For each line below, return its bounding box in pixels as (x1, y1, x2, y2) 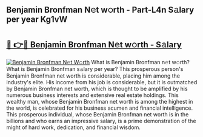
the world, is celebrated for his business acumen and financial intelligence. (6, 104, 193, 112)
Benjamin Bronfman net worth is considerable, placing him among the (6, 72, 181, 79)
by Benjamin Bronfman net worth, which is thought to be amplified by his (6, 85, 188, 92)
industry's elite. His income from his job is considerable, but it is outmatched (6, 79, 198, 85)
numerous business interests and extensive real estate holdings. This (6, 92, 179, 99)
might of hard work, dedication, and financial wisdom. (6, 124, 141, 131)
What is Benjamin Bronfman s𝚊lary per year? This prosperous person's (6, 65, 184, 72)
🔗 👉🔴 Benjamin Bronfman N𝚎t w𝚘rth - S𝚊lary (6, 39, 182, 50)
